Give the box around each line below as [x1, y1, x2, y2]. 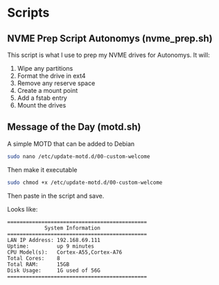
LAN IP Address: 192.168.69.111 [7, 236, 100, 243]
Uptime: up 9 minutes [7, 243, 95, 250]
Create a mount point [17, 87, 78, 94]
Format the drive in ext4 [17, 71, 86, 80]
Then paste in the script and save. [7, 191, 105, 200]
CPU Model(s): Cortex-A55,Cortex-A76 [7, 248, 123, 256]
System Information [44, 224, 100, 232]
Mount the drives [17, 101, 67, 109]
